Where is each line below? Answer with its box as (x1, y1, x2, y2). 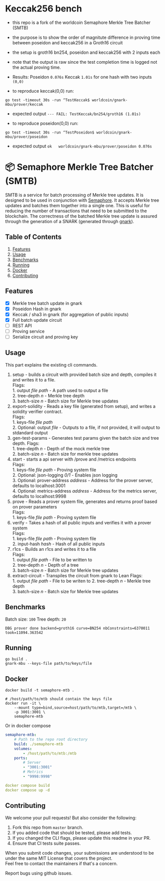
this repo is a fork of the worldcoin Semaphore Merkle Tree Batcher (12, 19, 151, 25)
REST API (12, 322, 32, 329)
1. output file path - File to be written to (12, 556, 92, 563)
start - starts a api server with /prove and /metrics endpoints (12, 456, 137, 462)
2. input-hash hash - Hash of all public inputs (12, 541, 105, 547)
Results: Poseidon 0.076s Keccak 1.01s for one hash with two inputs (12, 74, 152, 80)
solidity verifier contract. (12, 408, 63, 414)
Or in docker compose (5, 723, 51, 729)
